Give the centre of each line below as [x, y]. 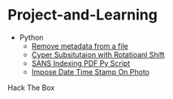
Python [31, 37]
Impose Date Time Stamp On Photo [91, 71]
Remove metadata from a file [80, 45]
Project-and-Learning [82, 15]
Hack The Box [31, 88]
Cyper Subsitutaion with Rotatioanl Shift [98, 54]
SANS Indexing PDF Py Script [81, 63]
